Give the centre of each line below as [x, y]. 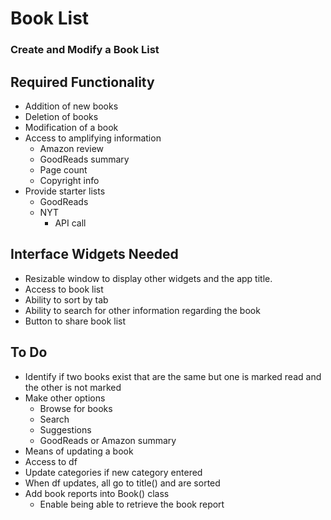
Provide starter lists [65, 191]
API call [70, 223]
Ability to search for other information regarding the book [142, 310]
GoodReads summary [84, 159]
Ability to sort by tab [66, 299]
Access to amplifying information [93, 138]
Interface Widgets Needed [94, 254]
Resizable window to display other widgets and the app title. [148, 278]
